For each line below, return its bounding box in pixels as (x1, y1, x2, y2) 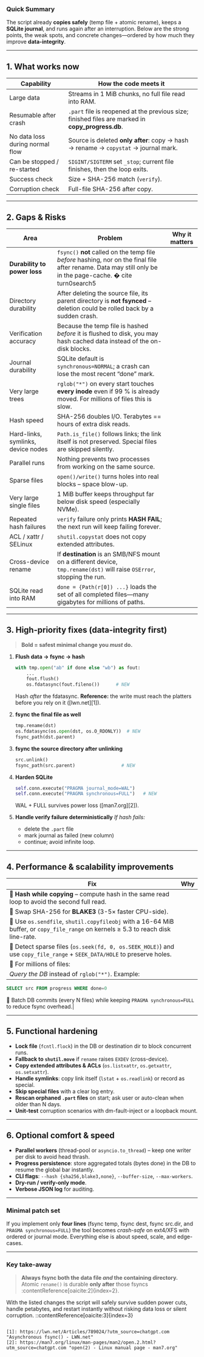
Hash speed (9, 416, 44, 424)
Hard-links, (9, 430, 42, 438)
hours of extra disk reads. (56, 419, 131, 428)
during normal (9, 140, 50, 148)
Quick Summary (6, 5, 55, 13)
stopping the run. (56, 573, 106, 581)
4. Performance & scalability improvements (6, 862, 174, 872)
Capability (20, 80, 52, 88)
